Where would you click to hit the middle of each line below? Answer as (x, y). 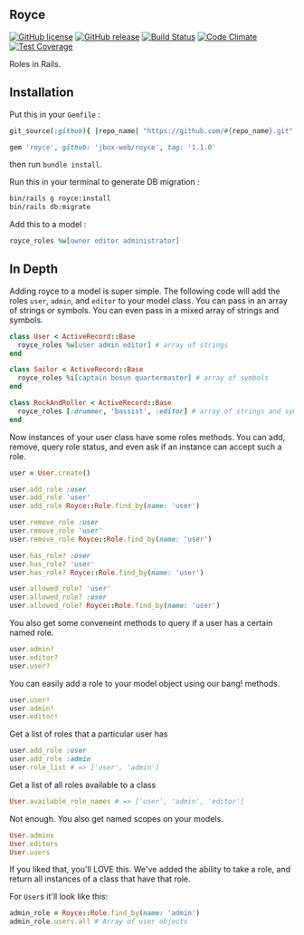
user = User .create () (50, 473)
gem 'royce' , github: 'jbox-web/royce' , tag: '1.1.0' (113, 147)
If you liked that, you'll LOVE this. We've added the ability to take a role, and (150, 870)
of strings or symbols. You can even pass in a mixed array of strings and (144, 310)
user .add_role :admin (50, 759)
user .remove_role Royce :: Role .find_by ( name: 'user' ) (111, 539)
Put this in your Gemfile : (55, 114)
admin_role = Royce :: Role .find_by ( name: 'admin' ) (105, 913)
